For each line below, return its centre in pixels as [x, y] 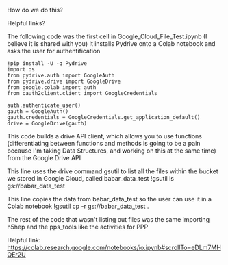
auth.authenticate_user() [44, 105]
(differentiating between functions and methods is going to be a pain [104, 143]
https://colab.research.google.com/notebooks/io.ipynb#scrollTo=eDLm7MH [114, 247]
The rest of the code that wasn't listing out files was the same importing [109, 219]
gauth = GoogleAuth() [38, 112]
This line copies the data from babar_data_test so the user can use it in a [110, 199]
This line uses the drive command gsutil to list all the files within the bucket [113, 171]
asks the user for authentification [54, 51]
